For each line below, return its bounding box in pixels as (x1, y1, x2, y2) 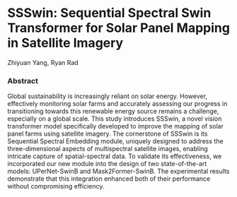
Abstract (7, 76, 39, 85)
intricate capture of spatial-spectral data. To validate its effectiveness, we (7, 152, 222, 160)
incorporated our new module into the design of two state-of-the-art (7, 160, 207, 168)
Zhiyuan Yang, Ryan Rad (7, 58, 79, 66)
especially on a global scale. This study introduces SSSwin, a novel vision (7, 114, 222, 123)
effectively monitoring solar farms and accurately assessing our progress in (7, 100, 228, 108)
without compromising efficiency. (7, 182, 105, 191)
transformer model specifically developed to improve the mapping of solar (7, 122, 224, 131)
